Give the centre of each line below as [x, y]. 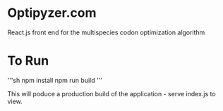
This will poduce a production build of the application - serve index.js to [112, 93]
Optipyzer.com [52, 13]
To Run [28, 61]
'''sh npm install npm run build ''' [55, 80]
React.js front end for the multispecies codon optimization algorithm [106, 32]
